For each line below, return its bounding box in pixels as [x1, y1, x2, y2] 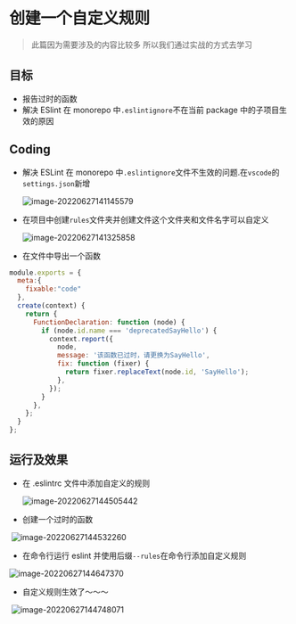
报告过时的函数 [21, 93, 78, 103]
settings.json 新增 [21, 177, 91, 188]
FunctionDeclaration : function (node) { [32, 317, 185, 326]
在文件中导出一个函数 [21, 250, 101, 261]
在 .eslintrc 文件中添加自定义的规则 [21, 478, 150, 489]
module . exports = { [9, 268, 82, 277]
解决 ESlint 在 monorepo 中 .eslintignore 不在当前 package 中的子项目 [21, 104, 279, 115]
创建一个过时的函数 [21, 513, 94, 524]
